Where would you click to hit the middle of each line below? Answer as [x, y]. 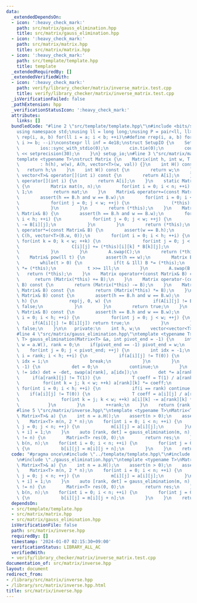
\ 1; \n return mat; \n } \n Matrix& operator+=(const [98, 192]
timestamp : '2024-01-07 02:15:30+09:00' [61, 541]
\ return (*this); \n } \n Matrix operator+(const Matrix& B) [102, 274]
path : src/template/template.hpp [57, 61]
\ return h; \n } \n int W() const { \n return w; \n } [105, 170]
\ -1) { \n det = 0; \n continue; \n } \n [102, 367]
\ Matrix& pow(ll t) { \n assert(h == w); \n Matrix [102, 257]
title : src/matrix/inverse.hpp [44, 591]
